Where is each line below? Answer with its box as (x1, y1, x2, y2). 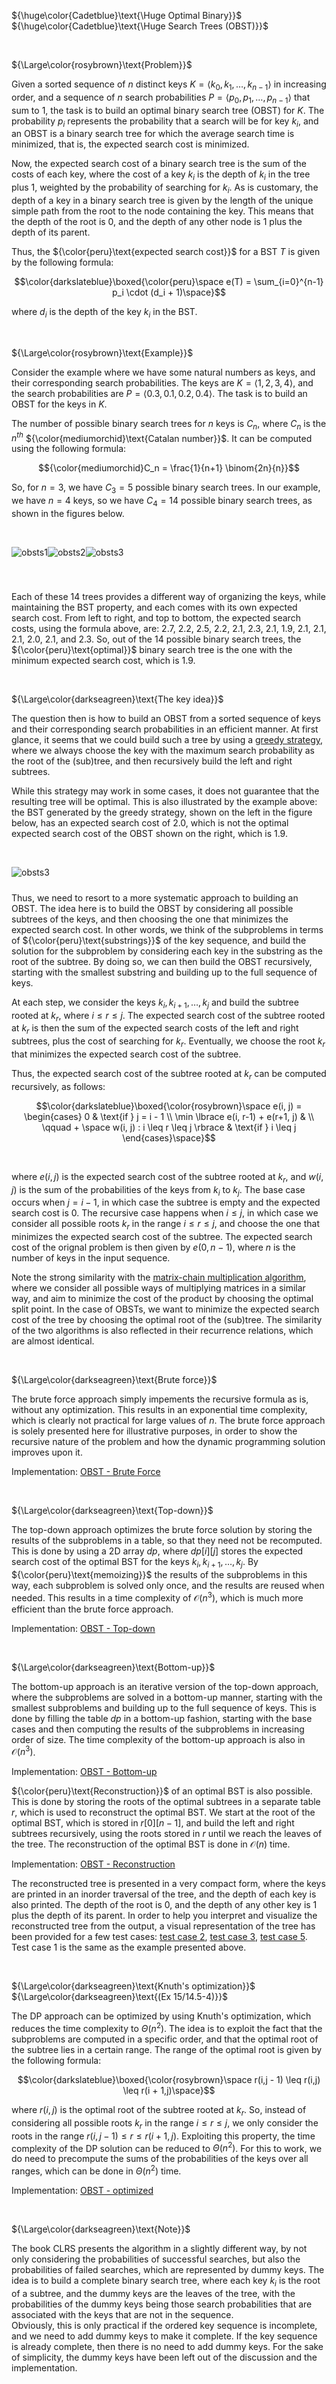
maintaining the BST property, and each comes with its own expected (11, 601, 298, 613)
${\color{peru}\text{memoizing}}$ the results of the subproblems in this (11, 1569, 308, 1580)
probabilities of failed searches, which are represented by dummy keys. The (11, 2263, 325, 2275)
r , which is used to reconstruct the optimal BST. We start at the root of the (11, 1806, 316, 1819)
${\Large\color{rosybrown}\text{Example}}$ (11, 346, 194, 359)
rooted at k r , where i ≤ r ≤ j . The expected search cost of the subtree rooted (11, 1009, 326, 1024)
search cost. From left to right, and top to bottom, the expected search (11, 611, 301, 624)
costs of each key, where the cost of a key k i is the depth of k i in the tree (11, 168, 311, 183)
